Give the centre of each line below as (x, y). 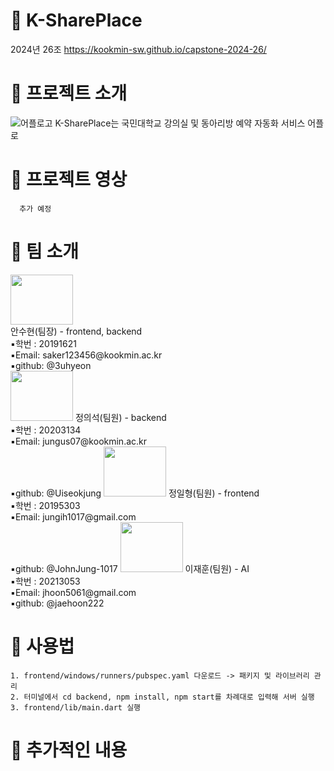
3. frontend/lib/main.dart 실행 (76, 707)
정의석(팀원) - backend (120, 417)
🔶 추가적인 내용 (69, 750)
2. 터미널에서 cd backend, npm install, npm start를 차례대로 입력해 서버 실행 (162, 697)
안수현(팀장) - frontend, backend (76, 331)
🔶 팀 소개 (44, 251)
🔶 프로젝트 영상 (69, 180)
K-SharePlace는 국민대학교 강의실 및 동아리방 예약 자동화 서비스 (180, 123)
